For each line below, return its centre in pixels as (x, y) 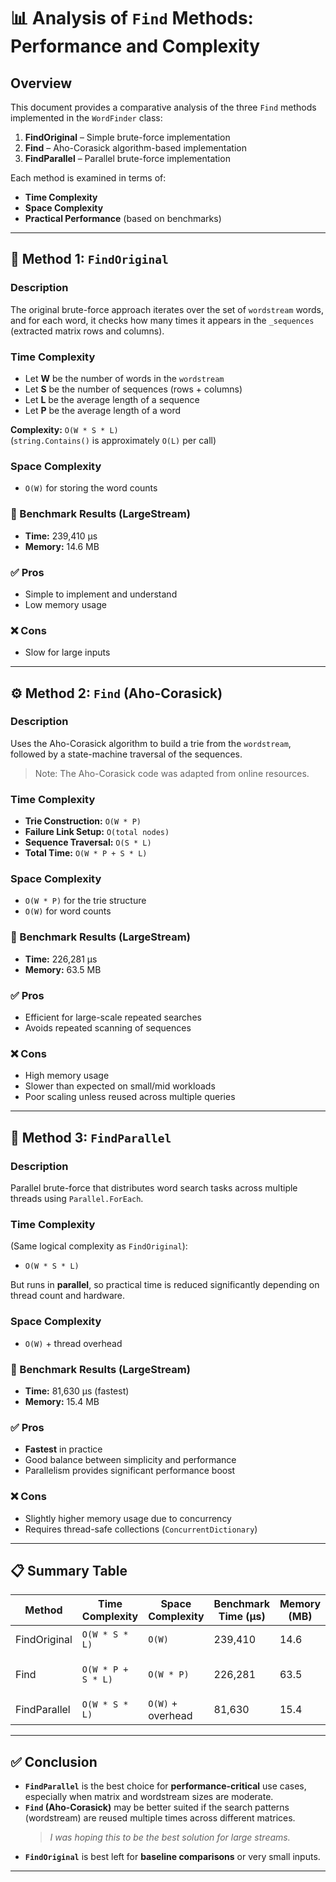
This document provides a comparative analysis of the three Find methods (163, 107)
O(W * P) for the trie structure (85, 901)
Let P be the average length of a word (103, 410)
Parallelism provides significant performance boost (130, 1471)
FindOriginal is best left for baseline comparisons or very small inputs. (172, 1857)
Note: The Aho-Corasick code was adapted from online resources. (172, 773)
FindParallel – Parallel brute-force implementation (127, 158)
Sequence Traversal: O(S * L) (88, 842)
